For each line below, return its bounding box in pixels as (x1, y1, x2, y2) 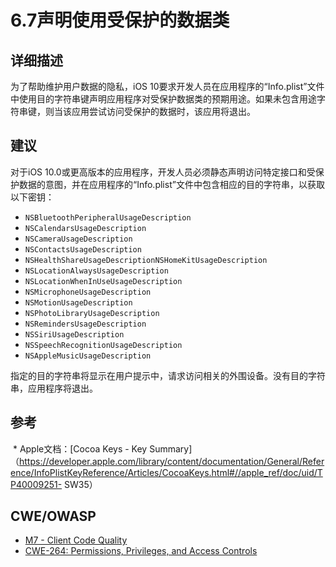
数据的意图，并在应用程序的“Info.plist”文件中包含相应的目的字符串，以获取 (18, 178, 325, 190)
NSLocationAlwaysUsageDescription (24, 266, 169, 276)
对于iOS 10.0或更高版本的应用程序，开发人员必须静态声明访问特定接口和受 (10, 166, 316, 178)
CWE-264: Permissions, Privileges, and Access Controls (24, 545, 258, 557)
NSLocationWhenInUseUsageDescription (24, 276, 183, 286)
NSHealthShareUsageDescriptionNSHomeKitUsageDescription (24, 255, 268, 265)
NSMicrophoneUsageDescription (24, 287, 152, 297)
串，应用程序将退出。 (10, 382, 98, 394)
